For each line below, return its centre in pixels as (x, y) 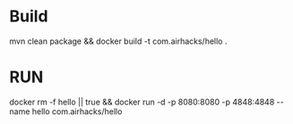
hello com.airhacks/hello (77, 111)
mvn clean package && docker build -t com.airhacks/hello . (118, 41)
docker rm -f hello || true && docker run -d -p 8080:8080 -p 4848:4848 (142, 102)
